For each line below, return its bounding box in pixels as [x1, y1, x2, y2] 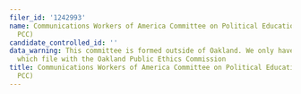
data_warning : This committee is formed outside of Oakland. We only [9, 47, 275, 56]
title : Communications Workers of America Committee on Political [9, 64, 262, 73]
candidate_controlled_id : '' [9, 38, 118, 47]
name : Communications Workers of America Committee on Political [9, 21, 258, 30]
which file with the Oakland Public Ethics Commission [17, 55, 227, 64]
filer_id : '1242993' [9, 13, 87, 22]
